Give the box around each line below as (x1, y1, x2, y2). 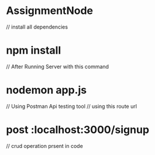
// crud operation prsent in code (6, 142, 83, 149)
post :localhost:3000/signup (6, 124, 150, 136)
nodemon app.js (6, 83, 87, 97)
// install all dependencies (6, 23, 68, 30)
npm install (6, 44, 61, 57)
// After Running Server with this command (6, 63, 109, 70)
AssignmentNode (6, 4, 94, 17)
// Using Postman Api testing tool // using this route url (6, 103, 137, 110)
